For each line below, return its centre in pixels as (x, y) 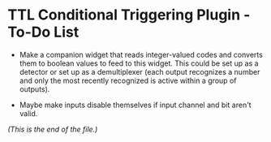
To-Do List (43, 32)
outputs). (34, 89)
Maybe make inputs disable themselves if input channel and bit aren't (135, 105)
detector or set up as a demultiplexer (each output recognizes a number (140, 71)
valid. (28, 113)
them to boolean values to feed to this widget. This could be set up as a (139, 63)
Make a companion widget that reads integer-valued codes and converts (141, 54)
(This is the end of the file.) (53, 129)
